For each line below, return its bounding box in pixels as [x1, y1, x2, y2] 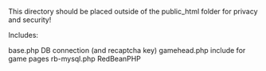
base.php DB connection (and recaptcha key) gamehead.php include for [8, 46, 246, 54]
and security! [8, 15, 52, 24]
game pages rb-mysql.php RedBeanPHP [8, 54, 142, 63]
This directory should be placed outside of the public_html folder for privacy [8, 7, 258, 16]
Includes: [8, 31, 38, 39]
